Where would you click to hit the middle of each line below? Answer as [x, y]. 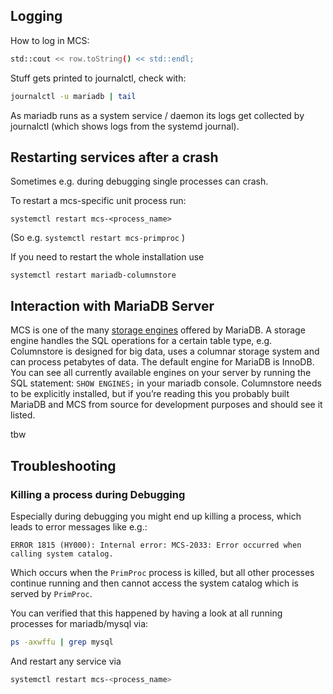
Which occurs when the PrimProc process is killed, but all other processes [162, 572]
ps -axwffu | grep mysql [62, 642]
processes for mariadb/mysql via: [79, 623]
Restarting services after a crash [114, 157]
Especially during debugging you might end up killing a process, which [156, 516]
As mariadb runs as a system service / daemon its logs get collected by [157, 115]
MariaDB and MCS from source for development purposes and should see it [166, 405]
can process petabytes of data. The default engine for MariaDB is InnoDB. [162, 362]
